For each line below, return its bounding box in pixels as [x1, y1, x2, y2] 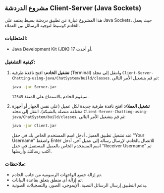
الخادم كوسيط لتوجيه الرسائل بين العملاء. [4, 22, 80, 28]
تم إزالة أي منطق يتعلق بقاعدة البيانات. [11, 177, 83, 183]
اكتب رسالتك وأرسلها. [11, 148, 52, 154]
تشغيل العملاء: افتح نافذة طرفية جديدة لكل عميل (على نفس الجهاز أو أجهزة [11, 103, 150, 109]
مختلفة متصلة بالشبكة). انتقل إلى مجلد [11, 109, 83, 115]
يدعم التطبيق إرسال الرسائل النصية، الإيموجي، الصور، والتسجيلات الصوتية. [11, 182, 148, 188]
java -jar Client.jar [11, 124, 56, 129]
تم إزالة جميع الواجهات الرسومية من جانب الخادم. [11, 172, 103, 178]
